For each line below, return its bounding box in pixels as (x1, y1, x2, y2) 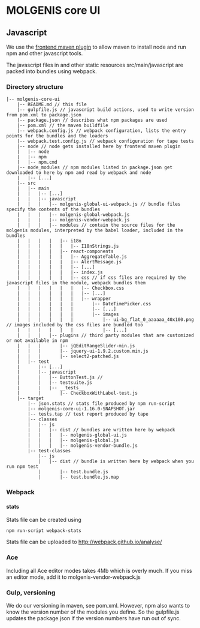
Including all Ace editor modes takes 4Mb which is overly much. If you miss (6, 567, 193, 574)
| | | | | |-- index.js (17, 269, 103, 276)
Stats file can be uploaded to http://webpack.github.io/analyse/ (6, 538, 162, 546)
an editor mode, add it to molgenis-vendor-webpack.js (6, 573, 141, 581)
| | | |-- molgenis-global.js (28, 437, 119, 444)
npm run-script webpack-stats (6, 528, 82, 534)
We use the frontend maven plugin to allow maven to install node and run (6, 43, 187, 50)
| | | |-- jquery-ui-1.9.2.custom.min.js (17, 348, 149, 354)
